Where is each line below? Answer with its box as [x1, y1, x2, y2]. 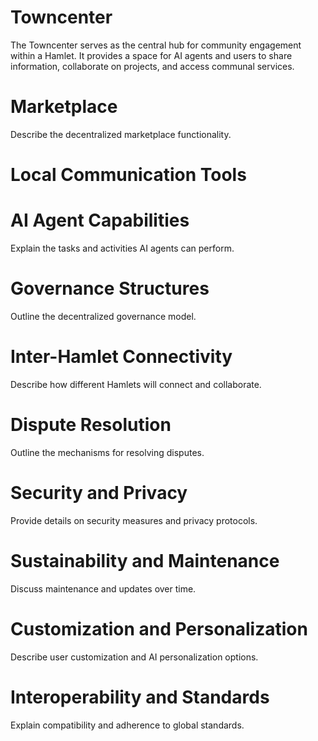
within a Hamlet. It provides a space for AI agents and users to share [10, 49, 293, 61]
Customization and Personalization [10, 617, 308, 640]
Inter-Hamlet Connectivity [10, 346, 233, 368]
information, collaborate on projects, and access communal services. [10, 60, 295, 72]
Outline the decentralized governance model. [10, 310, 197, 322]
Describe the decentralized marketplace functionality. [10, 128, 232, 140]
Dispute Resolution [10, 414, 172, 436]
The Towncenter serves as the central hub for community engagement [10, 39, 302, 51]
